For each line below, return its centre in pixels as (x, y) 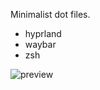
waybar (40, 44)
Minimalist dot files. (50, 14)
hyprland (43, 33)
